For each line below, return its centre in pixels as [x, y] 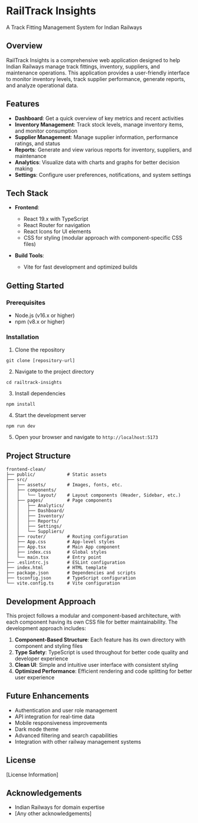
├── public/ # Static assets [57, 475]
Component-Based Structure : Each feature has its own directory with [100, 640]
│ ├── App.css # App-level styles [61, 542]
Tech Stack [27, 193]
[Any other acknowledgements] [53, 814]
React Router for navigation [57, 225]
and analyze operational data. [42, 85]
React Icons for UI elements [57, 231]
